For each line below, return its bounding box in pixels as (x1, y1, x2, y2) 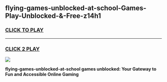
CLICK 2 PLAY (5, 45, 40, 52)
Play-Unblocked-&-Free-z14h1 (5, 12, 101, 20)
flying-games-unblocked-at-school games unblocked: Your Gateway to (5, 66, 157, 72)
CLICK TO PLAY (5, 27, 44, 34)
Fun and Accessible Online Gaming (5, 71, 79, 77)
